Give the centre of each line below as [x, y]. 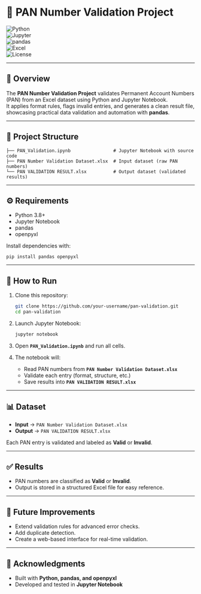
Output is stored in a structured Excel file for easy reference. [89, 487]
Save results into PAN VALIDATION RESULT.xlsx [80, 382]
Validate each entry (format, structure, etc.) [77, 375]
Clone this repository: [41, 296]
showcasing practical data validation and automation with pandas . [88, 112]
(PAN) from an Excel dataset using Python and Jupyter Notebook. [87, 99]
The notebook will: [38, 357]
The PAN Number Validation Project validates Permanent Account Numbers [100, 93]
